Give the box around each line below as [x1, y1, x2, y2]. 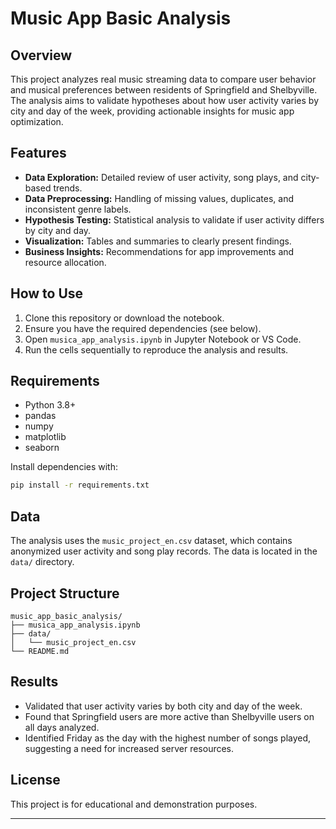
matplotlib [24, 431, 67, 443]
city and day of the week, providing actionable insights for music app [10, 105, 295, 117]
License [10, 772, 61, 789]
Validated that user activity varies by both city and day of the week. [24, 700, 303, 712]
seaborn [24, 442, 60, 454]
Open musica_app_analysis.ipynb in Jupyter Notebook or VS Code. [24, 333, 302, 345]
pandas [24, 410, 57, 422]
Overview [10, 47, 73, 64]
